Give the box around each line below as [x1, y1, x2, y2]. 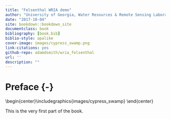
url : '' [5, 54, 22, 60]
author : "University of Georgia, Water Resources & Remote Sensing [5, 12, 152, 17]
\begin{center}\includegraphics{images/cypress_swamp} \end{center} [5, 98, 154, 104]
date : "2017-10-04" [5, 17, 47, 22]
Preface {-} [5, 81, 54, 93]
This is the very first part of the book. [5, 108, 83, 114]
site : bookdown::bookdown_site [5, 21, 72, 27]
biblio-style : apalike [5, 36, 53, 41]
